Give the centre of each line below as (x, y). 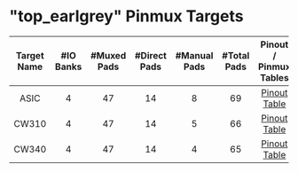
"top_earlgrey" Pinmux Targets (126, 16)
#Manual (194, 55)
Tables (275, 77)
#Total (235, 55)
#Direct (150, 55)
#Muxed (108, 55)
